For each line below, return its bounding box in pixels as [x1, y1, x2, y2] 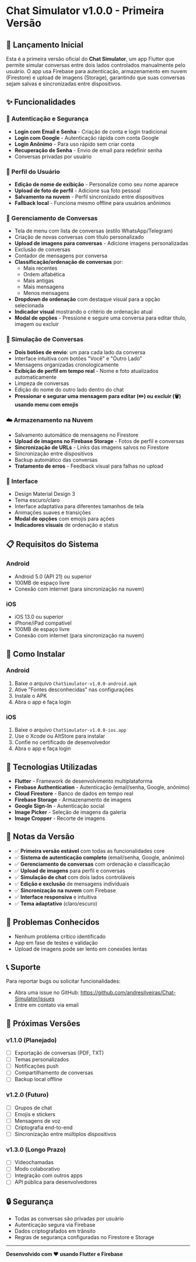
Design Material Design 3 [14, 491, 76, 498]
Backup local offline [14, 1076, 62, 1083]
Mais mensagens [23, 283, 65, 290]
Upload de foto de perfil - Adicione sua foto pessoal [14, 187, 141, 194]
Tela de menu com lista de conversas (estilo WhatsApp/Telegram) [14, 227, 173, 235]
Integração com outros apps [14, 1172, 83, 1179]
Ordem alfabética [23, 271, 65, 278]
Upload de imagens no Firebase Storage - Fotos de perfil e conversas [14, 437, 184, 444]
